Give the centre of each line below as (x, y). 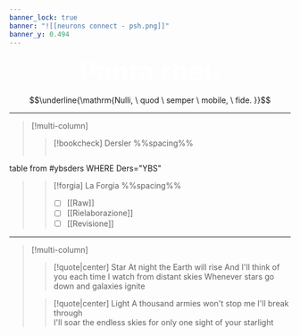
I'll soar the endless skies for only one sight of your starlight (163, 322)
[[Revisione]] (90, 223)
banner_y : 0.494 (39, 34)
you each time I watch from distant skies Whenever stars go (164, 276)
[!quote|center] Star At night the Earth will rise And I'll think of (167, 267)
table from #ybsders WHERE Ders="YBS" (86, 168)
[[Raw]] (81, 203)
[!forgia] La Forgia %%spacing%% (117, 186)
